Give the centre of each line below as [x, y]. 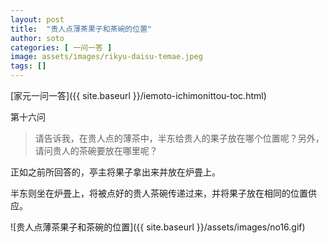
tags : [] [28, 66]
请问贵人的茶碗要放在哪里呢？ [96, 150]
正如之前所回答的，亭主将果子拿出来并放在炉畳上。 [115, 172]
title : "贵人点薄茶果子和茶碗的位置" [81, 29]
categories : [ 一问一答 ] [61, 47]
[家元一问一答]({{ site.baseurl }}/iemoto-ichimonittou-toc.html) [138, 95]
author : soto [37, 38]
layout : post [37, 19]
